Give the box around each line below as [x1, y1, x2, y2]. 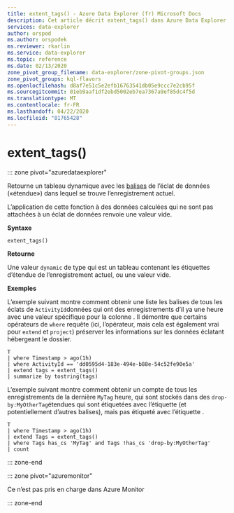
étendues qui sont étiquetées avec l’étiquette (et [47, 400, 187, 409]
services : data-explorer [7, 23, 80, 30]
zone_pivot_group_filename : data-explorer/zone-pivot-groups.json [7, 69, 205, 76]
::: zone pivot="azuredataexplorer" [7, 167, 107, 176]
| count [7, 446, 30, 453]
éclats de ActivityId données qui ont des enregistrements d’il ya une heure [7, 305, 224, 313]
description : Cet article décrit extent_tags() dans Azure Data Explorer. [7, 17, 230, 24]
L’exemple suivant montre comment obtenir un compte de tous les [7, 385, 198, 393]
